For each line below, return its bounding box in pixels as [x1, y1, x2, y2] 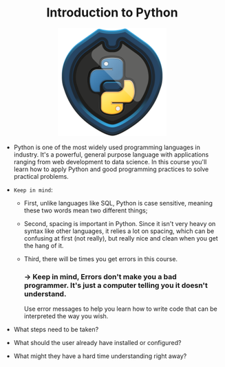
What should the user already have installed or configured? [13, 339, 182, 347]
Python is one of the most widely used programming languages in [13, 143, 201, 151]
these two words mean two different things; [23, 206, 148, 214]
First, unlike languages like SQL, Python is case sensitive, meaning [23, 199, 213, 207]
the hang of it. [23, 241, 64, 249]
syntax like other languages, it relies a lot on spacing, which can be [23, 227, 215, 235]
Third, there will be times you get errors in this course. [23, 254, 178, 263]
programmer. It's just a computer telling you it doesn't [23, 280, 208, 290]
